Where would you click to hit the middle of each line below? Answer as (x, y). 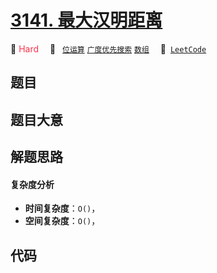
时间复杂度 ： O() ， (62, 208)
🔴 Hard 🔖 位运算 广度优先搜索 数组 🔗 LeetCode (108, 48)
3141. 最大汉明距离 (86, 20)
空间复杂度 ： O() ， (62, 221)
